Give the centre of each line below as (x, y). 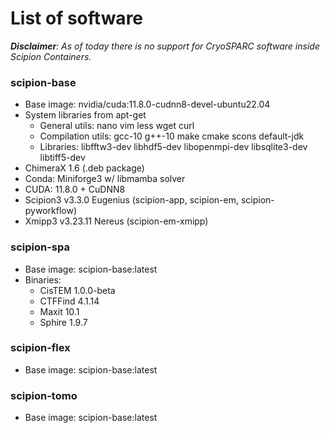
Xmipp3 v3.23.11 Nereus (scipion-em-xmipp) (116, 221)
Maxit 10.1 (59, 311)
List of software (77, 18)
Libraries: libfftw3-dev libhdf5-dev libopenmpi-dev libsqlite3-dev (173, 147)
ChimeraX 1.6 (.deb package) (84, 168)
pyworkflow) (51, 211)
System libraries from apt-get (85, 115)
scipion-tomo (44, 395)
